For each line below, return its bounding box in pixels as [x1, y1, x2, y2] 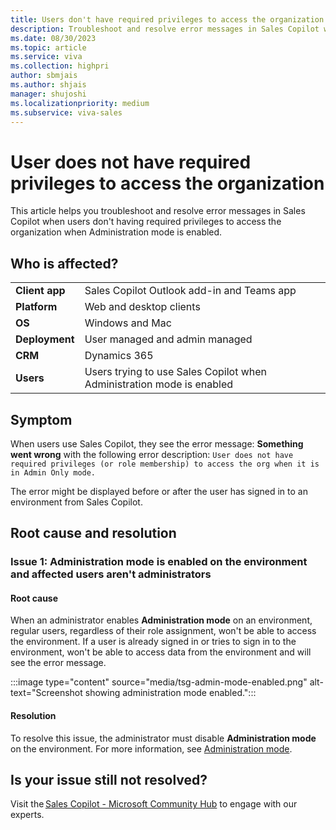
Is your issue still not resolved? [10, 772, 208, 789]
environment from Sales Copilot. [10, 496, 143, 508]
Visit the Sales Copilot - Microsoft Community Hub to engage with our [10, 798, 298, 810]
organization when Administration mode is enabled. [10, 226, 223, 238]
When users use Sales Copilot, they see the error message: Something [10, 437, 304, 450]
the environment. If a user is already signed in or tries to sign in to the [10, 636, 297, 648]
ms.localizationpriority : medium [10, 98, 150, 108]
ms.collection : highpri [10, 61, 110, 71]
